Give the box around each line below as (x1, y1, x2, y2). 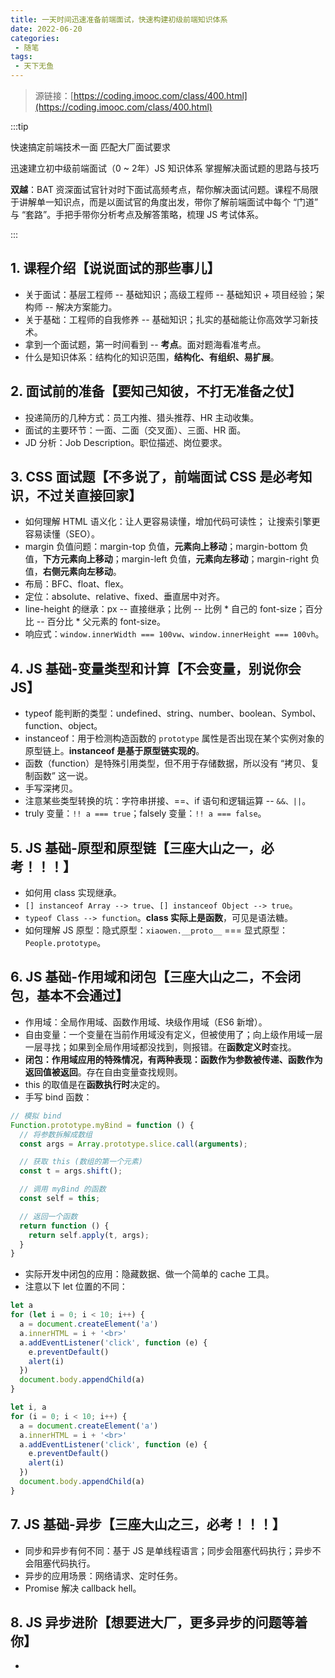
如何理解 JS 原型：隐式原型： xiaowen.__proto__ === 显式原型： (24, 924, 289, 936)
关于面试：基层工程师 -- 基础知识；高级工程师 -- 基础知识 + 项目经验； (24, 288, 317, 300)
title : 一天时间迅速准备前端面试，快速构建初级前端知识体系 (10, 14, 228, 25)
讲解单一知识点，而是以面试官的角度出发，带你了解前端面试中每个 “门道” (18, 196, 319, 208)
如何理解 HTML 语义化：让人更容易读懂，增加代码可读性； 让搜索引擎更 (24, 516, 321, 528)
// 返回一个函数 (19, 1211, 78, 1221)
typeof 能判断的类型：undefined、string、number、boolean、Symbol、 (24, 707, 322, 720)
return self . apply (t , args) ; (28, 1230, 150, 1240)
